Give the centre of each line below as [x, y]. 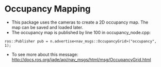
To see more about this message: [45, 54]
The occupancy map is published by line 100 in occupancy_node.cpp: [81, 32]
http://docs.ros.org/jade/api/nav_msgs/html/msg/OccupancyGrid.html [81, 59]
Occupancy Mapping [48, 9]
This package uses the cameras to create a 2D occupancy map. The [80, 22]
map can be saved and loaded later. [47, 27]
